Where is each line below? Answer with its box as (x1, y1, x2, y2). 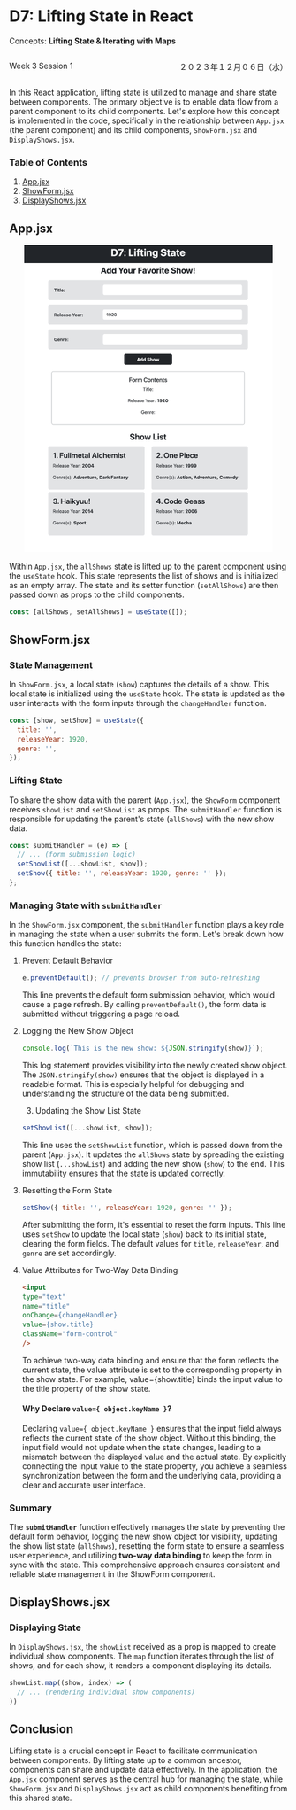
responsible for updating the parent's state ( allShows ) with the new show (9, 813, 275, 824)
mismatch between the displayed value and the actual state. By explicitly (21, 1451, 287, 1463)
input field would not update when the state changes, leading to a (21, 1442, 262, 1453)
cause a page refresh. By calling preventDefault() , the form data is (21, 999, 267, 1010)
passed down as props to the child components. (9, 589, 185, 600)
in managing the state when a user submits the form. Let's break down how (9, 928, 285, 940)
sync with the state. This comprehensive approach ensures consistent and (9, 1559, 281, 1570)
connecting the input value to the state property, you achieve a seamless (21, 1461, 287, 1472)
